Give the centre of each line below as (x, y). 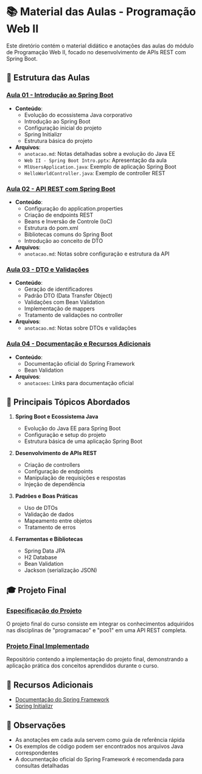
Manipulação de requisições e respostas (75, 478)
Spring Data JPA (45, 551)
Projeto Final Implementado (48, 646)
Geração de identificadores (58, 289)
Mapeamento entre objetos (58, 521)
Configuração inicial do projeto (63, 128)
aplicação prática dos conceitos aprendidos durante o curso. (83, 666)
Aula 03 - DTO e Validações (48, 270)
